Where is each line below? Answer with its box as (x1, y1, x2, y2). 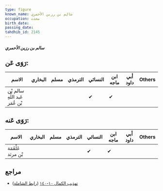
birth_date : (5, 20, 29, 26)
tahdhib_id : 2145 (5, 30, 40, 35)
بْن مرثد (7, 151, 23, 158)
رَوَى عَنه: (5, 116, 29, 124)
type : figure (5, 7, 32, 12)
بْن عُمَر (7, 100, 23, 106)
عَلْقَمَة (7, 145, 20, 152)
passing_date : (5, 25, 34, 30)
